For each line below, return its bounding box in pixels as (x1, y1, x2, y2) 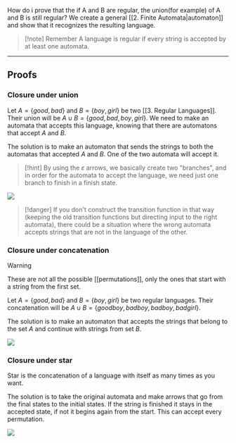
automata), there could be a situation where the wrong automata (24, 220, 211, 228)
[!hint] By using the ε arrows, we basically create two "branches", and (24, 163, 227, 172)
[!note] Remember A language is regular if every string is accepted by (24, 35, 227, 43)
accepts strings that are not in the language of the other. (24, 227, 188, 236)
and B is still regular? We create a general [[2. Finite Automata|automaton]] (7, 13, 223, 22)
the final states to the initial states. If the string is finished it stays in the (7, 400, 213, 408)
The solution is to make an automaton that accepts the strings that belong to (7, 317, 228, 325)
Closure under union (7, 90, 79, 100)
